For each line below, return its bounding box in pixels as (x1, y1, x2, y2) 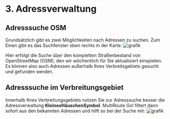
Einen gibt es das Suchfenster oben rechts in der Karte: (5, 42, 122, 49)
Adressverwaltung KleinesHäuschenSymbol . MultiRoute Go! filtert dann (5, 102, 158, 108)
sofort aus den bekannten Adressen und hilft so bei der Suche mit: (5, 108, 145, 114)
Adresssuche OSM (5, 23, 67, 32)
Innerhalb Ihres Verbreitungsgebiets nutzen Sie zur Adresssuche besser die (5, 97, 165, 103)
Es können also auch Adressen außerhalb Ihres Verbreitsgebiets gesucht (5, 63, 159, 69)
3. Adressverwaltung (5, 3, 97, 15)
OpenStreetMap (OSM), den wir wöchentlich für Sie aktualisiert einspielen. (5, 58, 162, 64)
